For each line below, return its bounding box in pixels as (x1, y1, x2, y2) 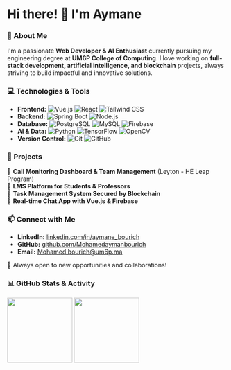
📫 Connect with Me (7, 215, 76, 224)
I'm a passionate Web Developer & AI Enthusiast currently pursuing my (7, 46, 212, 55)
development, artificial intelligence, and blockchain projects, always (24, 62, 224, 70)
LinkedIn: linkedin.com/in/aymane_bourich (17, 233, 140, 241)
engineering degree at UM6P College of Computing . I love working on (7, 54, 209, 62)
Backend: (17, 112, 46, 121)
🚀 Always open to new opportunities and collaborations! (7, 261, 167, 270)
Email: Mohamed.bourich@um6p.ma (17, 247, 123, 256)
